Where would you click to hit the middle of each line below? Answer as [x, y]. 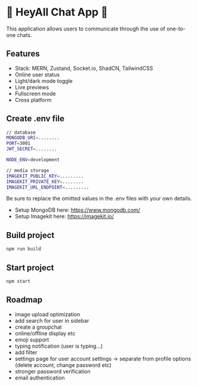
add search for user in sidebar [52, 320]
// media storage [28, 170]
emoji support [32, 339]
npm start [18, 281]
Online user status [37, 75]
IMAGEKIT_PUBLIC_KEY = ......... [45, 176]
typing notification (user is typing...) [59, 346]
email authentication [40, 378]
